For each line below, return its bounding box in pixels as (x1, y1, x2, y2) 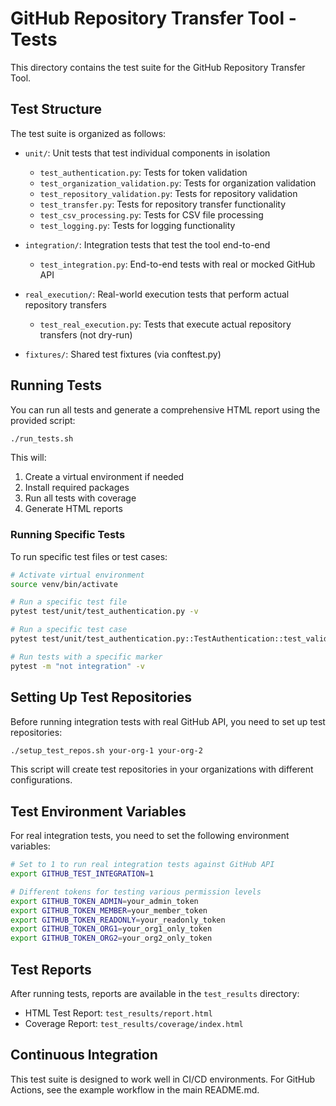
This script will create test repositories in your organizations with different (10, 763, 314, 776)
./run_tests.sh (10, 433, 74, 444)
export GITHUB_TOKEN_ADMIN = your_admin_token (10, 896, 199, 906)
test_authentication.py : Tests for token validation (39, 166, 248, 178)
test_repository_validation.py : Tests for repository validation (39, 187, 298, 199)
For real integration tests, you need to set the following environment (10, 830, 290, 842)
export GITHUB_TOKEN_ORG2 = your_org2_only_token (10, 933, 213, 944)
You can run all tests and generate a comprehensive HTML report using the (10, 403, 321, 416)
